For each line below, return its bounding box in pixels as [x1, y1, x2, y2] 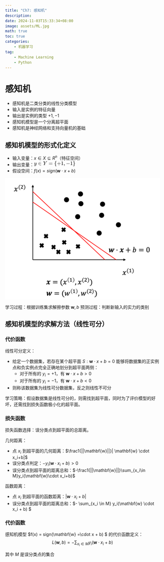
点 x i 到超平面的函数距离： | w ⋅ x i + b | [12, 493, 87, 500]
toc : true [5, 34, 26, 39]
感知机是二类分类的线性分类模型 [12, 100, 77, 106]
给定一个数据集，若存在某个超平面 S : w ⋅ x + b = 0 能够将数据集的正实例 [12, 359, 160, 364]
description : [5, 13, 32, 18]
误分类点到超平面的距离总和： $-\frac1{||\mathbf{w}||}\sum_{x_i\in [12, 467, 146, 473]
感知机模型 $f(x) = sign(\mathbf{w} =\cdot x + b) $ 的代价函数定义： [5, 531, 143, 537]
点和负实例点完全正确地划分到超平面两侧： [12, 364, 99, 370]
